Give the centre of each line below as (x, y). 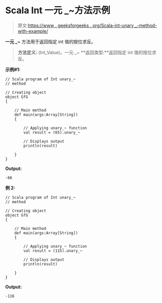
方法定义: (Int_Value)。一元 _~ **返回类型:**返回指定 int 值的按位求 (87, 52)
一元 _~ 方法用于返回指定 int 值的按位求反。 (51, 42)
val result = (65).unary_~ (52, 132)
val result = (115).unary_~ (53, 251)
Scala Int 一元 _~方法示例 (58, 10)
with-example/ (33, 31)
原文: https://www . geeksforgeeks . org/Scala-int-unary (76, 25)
